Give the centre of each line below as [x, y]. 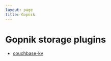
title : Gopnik [20, 15]
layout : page [19, 10]
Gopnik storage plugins [55, 40]
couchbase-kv [28, 53]
